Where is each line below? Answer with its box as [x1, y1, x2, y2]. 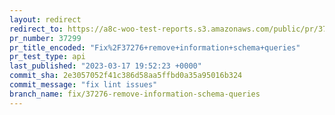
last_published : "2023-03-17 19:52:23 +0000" [9, 61, 202, 71]
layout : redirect [9, 14, 82, 25]
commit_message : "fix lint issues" [9, 80, 158, 90]
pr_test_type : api [9, 52, 86, 62]
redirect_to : [9, 24, 64, 34]
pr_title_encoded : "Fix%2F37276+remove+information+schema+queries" [9, 42, 301, 53]
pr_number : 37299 [9, 33, 82, 43]
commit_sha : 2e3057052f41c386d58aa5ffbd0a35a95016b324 [9, 71, 243, 81]
